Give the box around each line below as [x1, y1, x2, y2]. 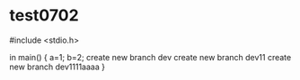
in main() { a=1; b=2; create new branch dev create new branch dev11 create [9, 52, 292, 62]
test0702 [9, 5, 79, 26]
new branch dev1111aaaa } [9, 61, 106, 72]
